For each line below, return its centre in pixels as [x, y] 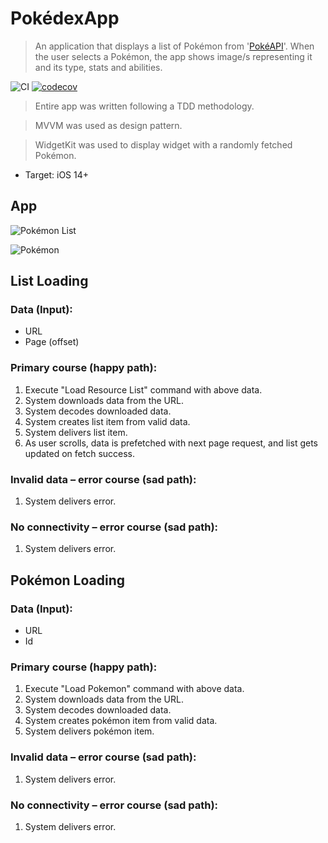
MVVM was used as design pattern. [108, 125]
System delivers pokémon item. [89, 731]
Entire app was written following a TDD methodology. [144, 106]
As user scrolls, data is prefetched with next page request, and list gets [171, 443]
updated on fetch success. [80, 453]
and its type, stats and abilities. [98, 67]
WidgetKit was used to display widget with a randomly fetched [163, 144]
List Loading [49, 281]
